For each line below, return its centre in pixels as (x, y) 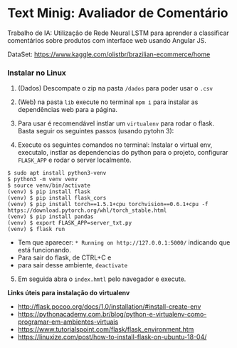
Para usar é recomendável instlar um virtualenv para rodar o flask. (116, 123)
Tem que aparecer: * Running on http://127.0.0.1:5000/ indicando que (124, 242)
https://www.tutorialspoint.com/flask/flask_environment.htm (106, 329)
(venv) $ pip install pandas (51, 217)
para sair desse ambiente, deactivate (73, 265)
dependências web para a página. (68, 110)
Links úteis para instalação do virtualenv (69, 293)
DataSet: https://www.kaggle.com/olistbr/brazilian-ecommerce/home (109, 54)
